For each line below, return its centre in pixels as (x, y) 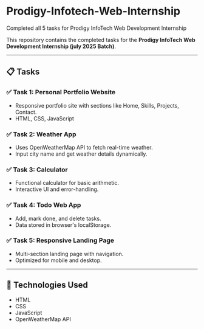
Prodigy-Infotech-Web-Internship (93, 11)
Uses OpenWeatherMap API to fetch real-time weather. (84, 147)
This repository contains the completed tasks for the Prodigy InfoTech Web (101, 40)
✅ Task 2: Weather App (41, 134)
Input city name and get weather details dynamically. (81, 154)
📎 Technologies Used (47, 285)
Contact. (26, 112)
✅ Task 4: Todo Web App (44, 205)
